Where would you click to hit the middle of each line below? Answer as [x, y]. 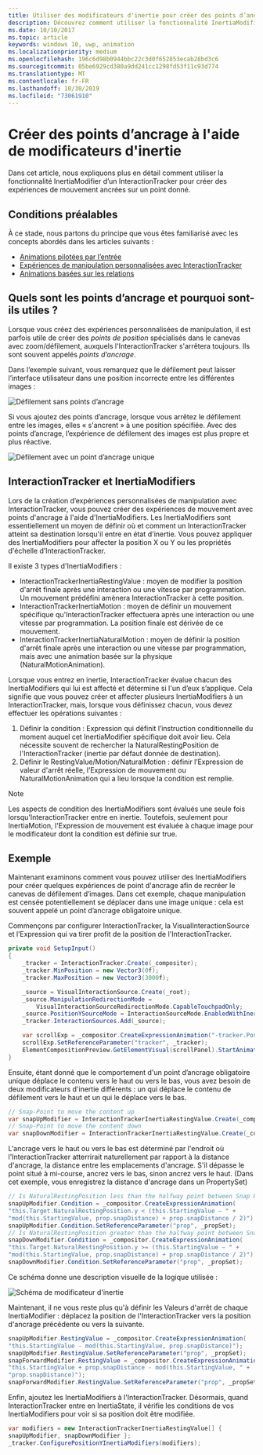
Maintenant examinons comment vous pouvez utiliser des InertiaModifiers [127, 877]
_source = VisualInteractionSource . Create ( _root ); [106, 992]
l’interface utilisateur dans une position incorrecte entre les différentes [121, 378]
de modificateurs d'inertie [95, 151]
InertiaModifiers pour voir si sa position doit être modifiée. [102, 1414]
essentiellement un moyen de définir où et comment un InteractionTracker [127, 525]
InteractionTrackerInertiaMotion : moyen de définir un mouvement [126, 606]
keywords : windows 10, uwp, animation [71, 45]
